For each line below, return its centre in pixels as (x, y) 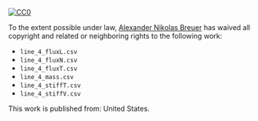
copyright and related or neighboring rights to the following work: (115, 36)
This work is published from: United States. (79, 108)
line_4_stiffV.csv (50, 94)
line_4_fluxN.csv (49, 60)
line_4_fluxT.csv (49, 69)
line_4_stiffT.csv (50, 85)
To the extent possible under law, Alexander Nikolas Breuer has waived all (129, 27)
